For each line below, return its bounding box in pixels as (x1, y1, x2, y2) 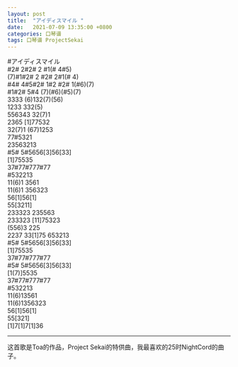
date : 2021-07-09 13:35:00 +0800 (7, 23, 113, 31)
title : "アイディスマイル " (7, 17, 84, 24)
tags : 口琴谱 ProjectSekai (7, 37, 84, 44)
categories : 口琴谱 (7, 30, 62, 38)
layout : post (7, 10, 46, 18)
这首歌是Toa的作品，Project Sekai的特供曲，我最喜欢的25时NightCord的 (7, 343, 218, 351)
